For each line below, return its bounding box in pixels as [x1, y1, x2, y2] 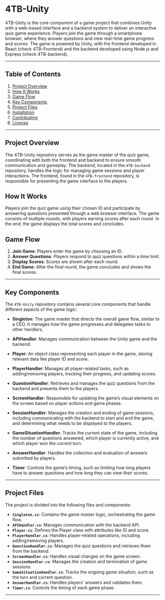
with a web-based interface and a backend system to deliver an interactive [5, 25, 157, 31]
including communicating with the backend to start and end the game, [12, 415, 155, 421]
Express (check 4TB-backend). [5, 51, 69, 57]
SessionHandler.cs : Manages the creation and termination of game [12, 558, 147, 565]
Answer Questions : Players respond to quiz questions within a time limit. [12, 254, 160, 260]
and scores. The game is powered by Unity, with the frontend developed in [5, 40, 156, 46]
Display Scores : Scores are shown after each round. [12, 259, 119, 265]
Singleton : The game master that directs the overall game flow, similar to [12, 316, 160, 322]
